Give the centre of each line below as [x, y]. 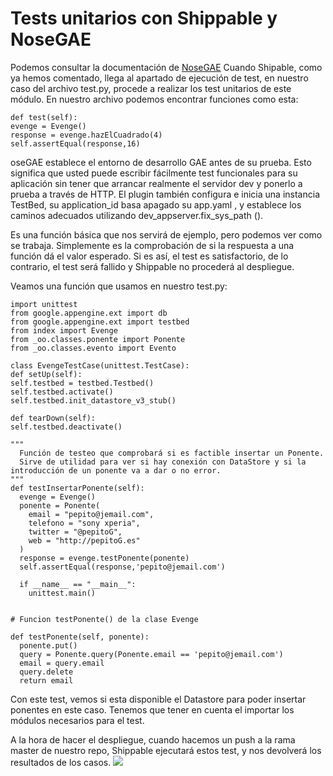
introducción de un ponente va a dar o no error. [116, 470]
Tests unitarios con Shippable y [144, 18]
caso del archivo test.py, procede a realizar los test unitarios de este [151, 88]
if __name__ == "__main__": [78, 584]
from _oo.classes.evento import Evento [93, 348]
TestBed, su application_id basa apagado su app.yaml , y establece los [156, 204]
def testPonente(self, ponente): [80, 637]
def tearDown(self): [53, 418]
